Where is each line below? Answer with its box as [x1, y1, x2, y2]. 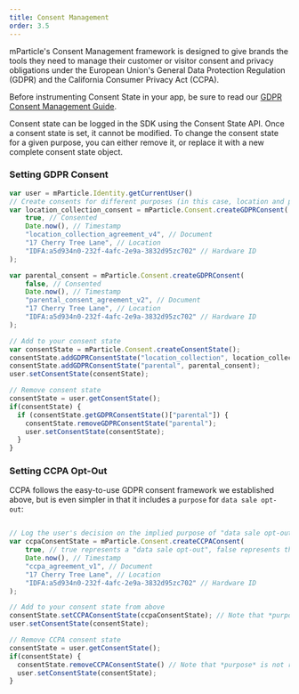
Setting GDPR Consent [9, 168, 109, 181]
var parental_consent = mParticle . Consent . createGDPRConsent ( [9, 270, 245, 280]
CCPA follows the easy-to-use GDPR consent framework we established [9, 485, 274, 496]
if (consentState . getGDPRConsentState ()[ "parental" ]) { [17, 410, 229, 419]
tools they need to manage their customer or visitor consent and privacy [9, 55, 274, 66]
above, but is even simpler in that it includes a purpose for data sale [9, 495, 258, 505]
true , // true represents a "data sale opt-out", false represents [25, 545, 280, 554]
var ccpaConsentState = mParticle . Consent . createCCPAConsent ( [9, 537, 245, 546]
